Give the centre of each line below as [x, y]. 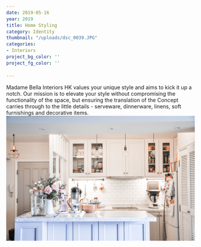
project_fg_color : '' [33, 63]
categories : [21, 44]
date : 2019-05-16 [28, 13]
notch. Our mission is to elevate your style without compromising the [91, 93]
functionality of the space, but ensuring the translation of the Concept [92, 100]
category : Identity [31, 32]
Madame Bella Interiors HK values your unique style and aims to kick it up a [99, 87]
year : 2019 [20, 19]
